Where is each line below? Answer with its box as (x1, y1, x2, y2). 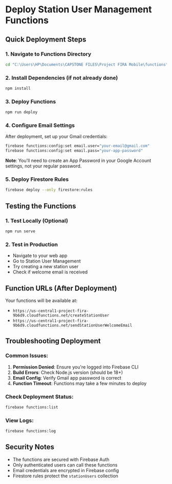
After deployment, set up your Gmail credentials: (5, 134, 107, 140)
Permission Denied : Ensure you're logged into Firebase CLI (12, 364, 139, 370)
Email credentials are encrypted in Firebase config (12, 467, 119, 473)
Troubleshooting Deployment (5, 337, 101, 345)
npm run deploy (5, 109, 38, 115)
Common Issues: (5, 352, 49, 359)
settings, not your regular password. (5, 163, 82, 169)
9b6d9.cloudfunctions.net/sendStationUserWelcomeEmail (12, 323, 133, 328)
